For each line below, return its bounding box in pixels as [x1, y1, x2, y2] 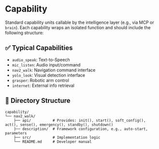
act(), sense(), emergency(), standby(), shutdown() [5, 122, 114, 127]
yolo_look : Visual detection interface [12, 72, 86, 78]
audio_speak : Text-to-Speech [12, 57, 70, 63]
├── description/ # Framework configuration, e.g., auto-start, [14, 126, 148, 132]
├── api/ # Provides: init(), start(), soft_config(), [14, 118, 146, 123]
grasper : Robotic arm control [12, 77, 69, 83]
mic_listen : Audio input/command [12, 62, 81, 67]
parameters [5, 131, 27, 135]
